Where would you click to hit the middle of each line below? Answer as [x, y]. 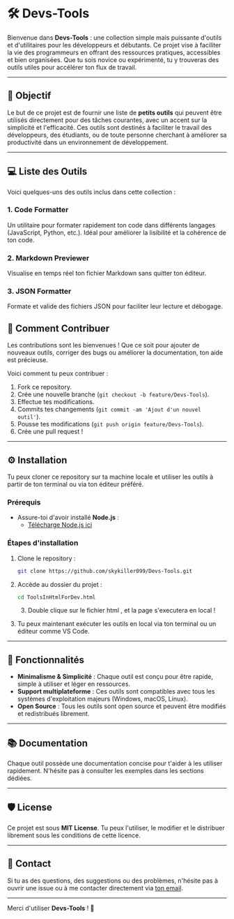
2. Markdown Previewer [48, 257]
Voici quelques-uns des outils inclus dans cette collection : [92, 192]
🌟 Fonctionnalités [46, 660]
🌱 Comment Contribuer [58, 328]
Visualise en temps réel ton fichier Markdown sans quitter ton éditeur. [107, 274]
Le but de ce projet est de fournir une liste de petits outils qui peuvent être [115, 112]
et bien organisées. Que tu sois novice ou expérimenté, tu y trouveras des [113, 59]
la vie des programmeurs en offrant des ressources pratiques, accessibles [114, 52]
